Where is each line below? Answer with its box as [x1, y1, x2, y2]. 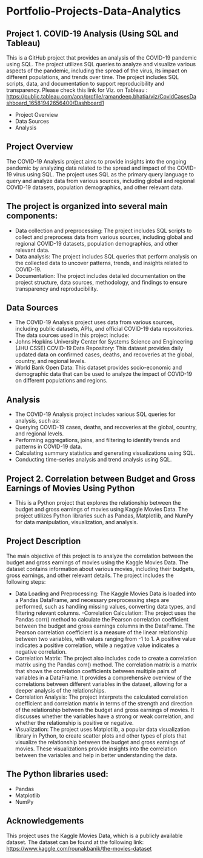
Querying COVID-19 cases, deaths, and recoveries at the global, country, [15, 424, 198, 431]
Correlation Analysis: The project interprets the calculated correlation [15, 693, 188, 701]
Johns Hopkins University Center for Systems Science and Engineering [15, 338, 193, 345]
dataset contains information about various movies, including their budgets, [6, 565, 195, 572]
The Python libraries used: [6, 769, 109, 780]
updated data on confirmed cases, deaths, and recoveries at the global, [15, 351, 194, 358]
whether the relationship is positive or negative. [15, 719, 134, 726]
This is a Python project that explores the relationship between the [15, 499, 181, 507]
